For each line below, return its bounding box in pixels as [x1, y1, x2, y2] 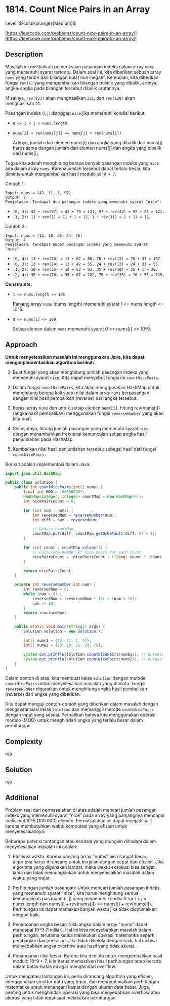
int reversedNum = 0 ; [23, 587, 69, 592]
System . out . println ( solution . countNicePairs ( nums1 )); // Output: [23, 652, 164, 657]
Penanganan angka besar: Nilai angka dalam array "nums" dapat [12, 921, 148, 927]
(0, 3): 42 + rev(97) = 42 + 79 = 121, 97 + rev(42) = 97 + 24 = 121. [12, 209, 165, 214]
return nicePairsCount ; [23, 568, 73, 573]
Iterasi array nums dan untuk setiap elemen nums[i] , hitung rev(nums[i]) [12, 405, 160, 411]
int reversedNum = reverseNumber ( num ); [32, 513, 116, 518]
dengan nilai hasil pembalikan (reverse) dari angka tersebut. [12, 395, 138, 401]
